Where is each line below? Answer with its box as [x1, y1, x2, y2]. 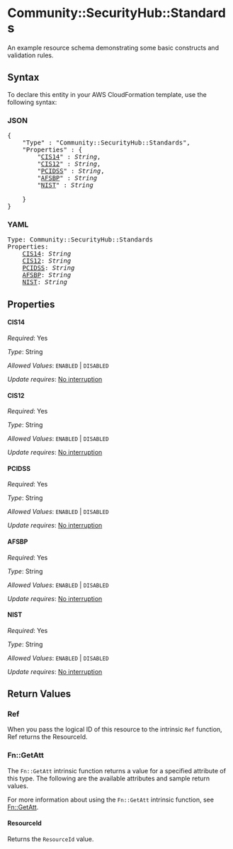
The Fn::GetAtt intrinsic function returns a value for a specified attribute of [7, 766, 227, 775]
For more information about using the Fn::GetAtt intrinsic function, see [7, 795, 215, 804]
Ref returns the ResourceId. [7, 733, 88, 741]
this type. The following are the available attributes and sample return [7, 774, 210, 782]
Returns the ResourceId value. [7, 834, 94, 843]
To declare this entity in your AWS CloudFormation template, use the [7, 90, 207, 98]
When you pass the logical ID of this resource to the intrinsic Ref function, [7, 725, 222, 734]
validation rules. [7, 51, 54, 59]
